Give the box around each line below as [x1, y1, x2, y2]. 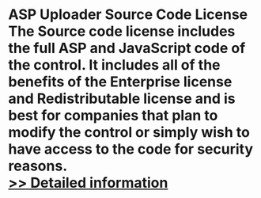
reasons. [8, 157, 68, 175]
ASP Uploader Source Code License [8, 6, 248, 24]
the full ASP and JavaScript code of [8, 40, 246, 57]
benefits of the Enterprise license [8, 73, 233, 91]
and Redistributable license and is [8, 89, 236, 108]
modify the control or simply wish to [8, 124, 251, 142]
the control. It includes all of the [8, 56, 221, 74]
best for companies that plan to [8, 107, 218, 124]
